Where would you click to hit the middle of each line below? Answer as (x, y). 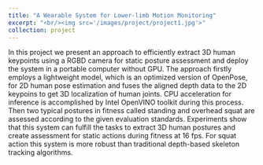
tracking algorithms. (41, 152)
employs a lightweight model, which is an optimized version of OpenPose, (128, 77)
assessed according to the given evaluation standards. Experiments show (128, 119)
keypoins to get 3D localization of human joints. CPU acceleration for (120, 94)
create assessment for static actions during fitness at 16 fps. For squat (122, 136)
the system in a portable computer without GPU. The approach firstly (120, 69)
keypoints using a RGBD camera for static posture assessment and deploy (128, 60)
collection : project (42, 30)
